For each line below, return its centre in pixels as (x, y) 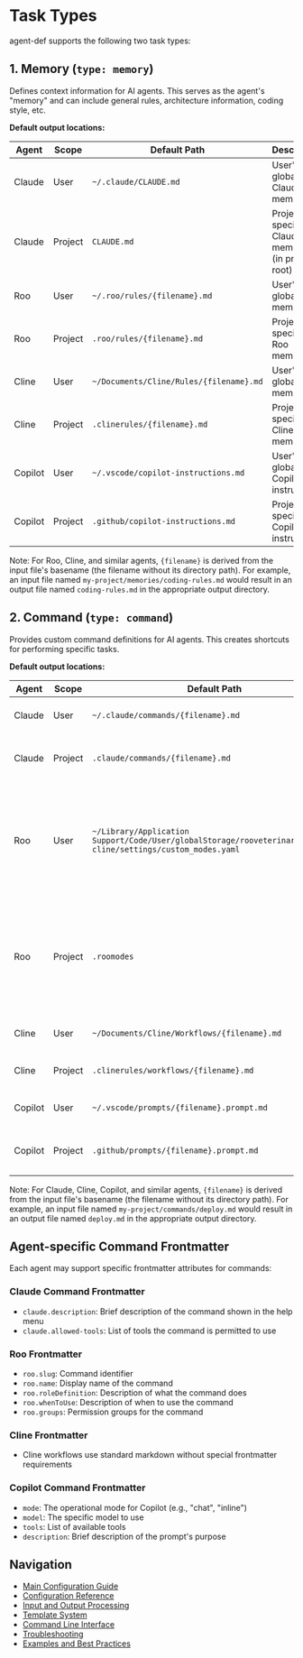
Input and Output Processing (76, 1606)
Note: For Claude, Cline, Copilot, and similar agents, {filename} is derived (146, 1189)
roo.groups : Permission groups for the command (113, 1412)
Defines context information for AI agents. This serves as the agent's (137, 90)
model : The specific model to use (83, 1517)
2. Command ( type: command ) (92, 617)
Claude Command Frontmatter (78, 1292)
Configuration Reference (68, 1596)
